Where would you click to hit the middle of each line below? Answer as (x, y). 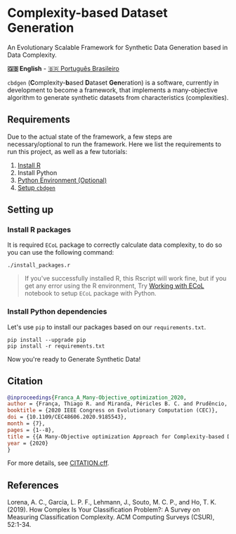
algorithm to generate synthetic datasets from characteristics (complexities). (118, 97)
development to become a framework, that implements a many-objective (112, 90)
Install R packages (39, 230)
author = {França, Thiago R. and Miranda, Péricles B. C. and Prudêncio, (118, 404)
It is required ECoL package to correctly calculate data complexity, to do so (115, 245)
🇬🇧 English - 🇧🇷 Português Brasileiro (63, 68)
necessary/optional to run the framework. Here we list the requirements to (114, 144)
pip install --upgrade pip (47, 340)
